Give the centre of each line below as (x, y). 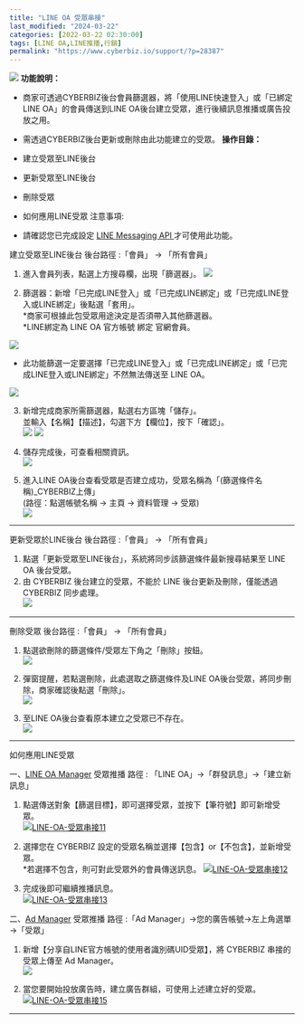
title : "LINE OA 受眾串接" (57, 18)
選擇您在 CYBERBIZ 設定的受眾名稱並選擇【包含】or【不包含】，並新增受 (157, 847)
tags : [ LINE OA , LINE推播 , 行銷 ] (66, 43)
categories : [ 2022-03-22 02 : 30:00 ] (76, 34)
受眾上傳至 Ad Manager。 (71, 961)
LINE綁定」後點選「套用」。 (89, 305)
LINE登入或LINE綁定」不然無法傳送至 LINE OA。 (120, 375)
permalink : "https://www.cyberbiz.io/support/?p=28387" (117, 52)
